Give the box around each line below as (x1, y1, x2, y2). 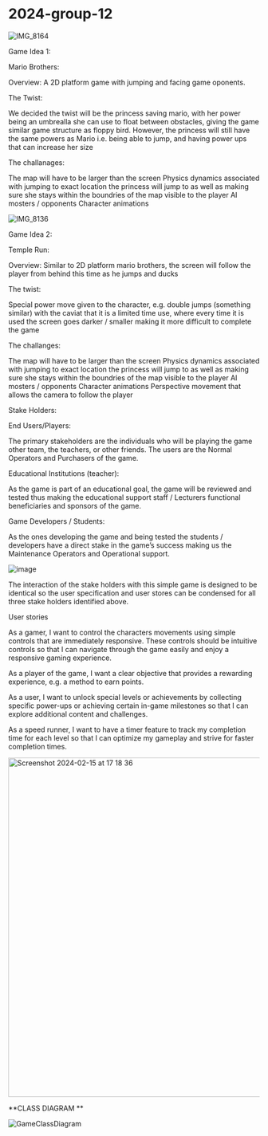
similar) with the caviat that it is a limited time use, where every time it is (8, 308, 245, 317)
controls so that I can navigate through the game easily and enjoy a (8, 644, 230, 654)
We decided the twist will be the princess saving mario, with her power (8, 108, 241, 118)
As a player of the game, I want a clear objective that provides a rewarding (8, 668, 253, 678)
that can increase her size (8, 142, 93, 151)
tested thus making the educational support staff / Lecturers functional (8, 492, 241, 502)
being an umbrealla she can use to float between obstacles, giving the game (8, 116, 259, 126)
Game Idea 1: (8, 46, 51, 56)
